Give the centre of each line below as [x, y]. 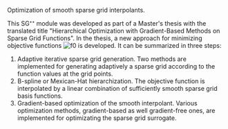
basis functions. [40, 96]
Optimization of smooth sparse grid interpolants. [76, 10]
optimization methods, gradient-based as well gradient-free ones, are [116, 111]
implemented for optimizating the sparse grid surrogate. [97, 118]
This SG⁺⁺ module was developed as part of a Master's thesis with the [107, 23]
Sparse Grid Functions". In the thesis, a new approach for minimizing [105, 38]
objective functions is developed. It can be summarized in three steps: [115, 45]
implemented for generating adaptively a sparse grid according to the [116, 66]
